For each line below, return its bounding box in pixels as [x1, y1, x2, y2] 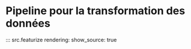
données [5, 17, 50, 30]
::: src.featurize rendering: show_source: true [5, 36, 117, 43]
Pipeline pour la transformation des [5, 4, 186, 18]
